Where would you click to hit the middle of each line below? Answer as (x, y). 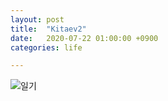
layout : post (37, 19)
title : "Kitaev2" (48, 29)
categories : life (46, 47)
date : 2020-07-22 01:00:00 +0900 (84, 38)
